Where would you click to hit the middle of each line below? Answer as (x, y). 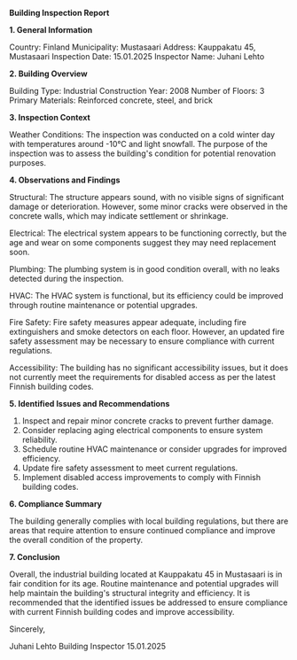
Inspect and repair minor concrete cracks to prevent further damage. (148, 421)
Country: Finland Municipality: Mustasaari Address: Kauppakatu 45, (133, 47)
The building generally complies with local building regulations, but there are (149, 521)
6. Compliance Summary (56, 504)
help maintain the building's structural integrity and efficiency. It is (130, 593)
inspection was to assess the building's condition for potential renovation (143, 153)
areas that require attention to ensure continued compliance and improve (142, 530)
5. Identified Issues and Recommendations (90, 404)
